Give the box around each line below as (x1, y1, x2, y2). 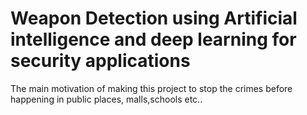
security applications (10, 50, 191, 72)
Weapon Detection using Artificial (10, 7, 298, 30)
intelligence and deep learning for (10, 28, 297, 51)
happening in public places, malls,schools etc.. (10, 93, 203, 105)
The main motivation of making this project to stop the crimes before (10, 82, 293, 94)
